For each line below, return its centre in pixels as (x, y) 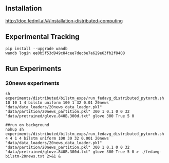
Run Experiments (33, 69)
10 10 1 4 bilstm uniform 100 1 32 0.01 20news (57, 103)
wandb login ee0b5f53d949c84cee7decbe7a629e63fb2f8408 (65, 53)
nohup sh (15, 130)
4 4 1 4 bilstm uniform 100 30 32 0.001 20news (57, 138)
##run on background (27, 125)
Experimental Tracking (42, 37)
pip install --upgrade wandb (36, 49)
